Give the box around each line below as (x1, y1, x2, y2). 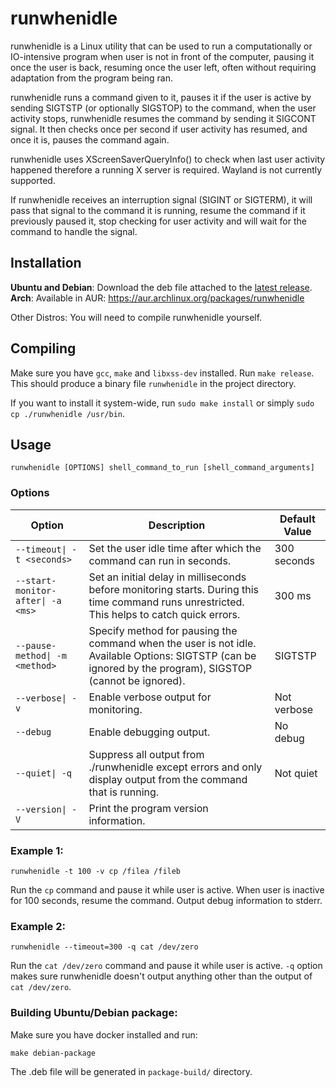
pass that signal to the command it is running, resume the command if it (10, 204, 306, 216)
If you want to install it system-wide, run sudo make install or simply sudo (10, 397, 315, 409)
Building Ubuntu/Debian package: (10, 1006, 178, 1020)
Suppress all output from (88, 747, 205, 761)
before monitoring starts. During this (88, 582, 260, 596)
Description (148, 518, 206, 532)
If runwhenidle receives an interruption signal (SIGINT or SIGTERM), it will (10, 193, 313, 206)
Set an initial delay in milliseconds (88, 570, 247, 584)
